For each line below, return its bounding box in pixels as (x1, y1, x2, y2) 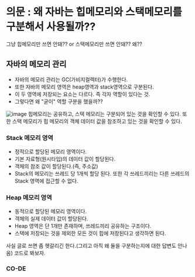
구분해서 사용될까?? (6, 20, 96, 33)
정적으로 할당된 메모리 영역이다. (14, 148, 87, 155)
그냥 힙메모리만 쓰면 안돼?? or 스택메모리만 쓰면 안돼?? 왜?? (6, 40, 142, 47)
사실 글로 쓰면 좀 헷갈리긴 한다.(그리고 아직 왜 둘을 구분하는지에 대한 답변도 (6, 242, 177, 249)
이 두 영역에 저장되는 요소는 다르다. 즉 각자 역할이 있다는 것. (14, 90, 150, 97)
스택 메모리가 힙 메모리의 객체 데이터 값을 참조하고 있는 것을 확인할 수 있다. (12, 118, 183, 125)
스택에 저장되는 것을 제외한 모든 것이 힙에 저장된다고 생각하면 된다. (14, 230, 166, 237)
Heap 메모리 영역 (6, 193, 52, 201)
